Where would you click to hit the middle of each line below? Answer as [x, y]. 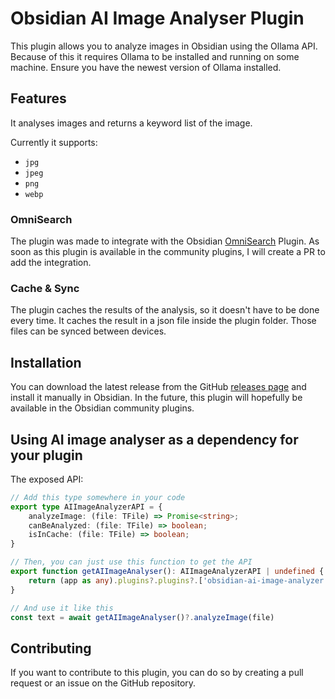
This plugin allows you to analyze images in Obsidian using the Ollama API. [164, 46]
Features [38, 98]
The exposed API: [47, 479]
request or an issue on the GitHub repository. [103, 683]
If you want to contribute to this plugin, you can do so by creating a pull [157, 673]
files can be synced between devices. [88, 331]
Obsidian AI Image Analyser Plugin [157, 18]
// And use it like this [62, 608]
